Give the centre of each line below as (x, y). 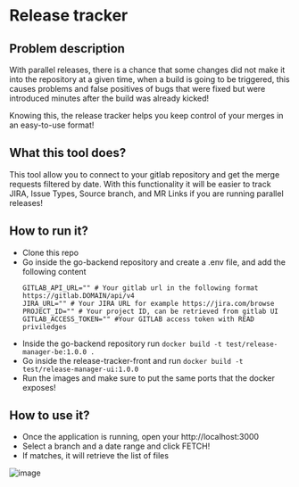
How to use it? (50, 416)
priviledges (44, 326)
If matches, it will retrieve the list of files (96, 456)
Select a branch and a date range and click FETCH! (116, 446)
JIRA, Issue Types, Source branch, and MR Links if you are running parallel (146, 194)
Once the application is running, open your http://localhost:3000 (141, 437)
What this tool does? (68, 153)
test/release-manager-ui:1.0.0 (80, 369)
